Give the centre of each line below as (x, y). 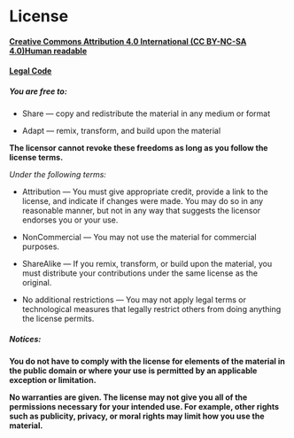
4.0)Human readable (48, 51)
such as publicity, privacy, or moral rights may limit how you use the (137, 416)
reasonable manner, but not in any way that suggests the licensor (141, 211)
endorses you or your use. (70, 220)
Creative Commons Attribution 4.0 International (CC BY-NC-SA (128, 41)
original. (37, 283)
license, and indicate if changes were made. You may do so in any (143, 201)
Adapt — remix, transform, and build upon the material (121, 131)
